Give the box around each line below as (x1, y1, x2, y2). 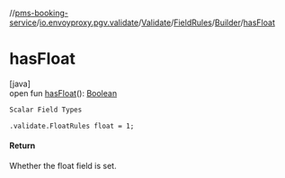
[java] (9, 78, 31, 89)
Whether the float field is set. (9, 161, 117, 172)
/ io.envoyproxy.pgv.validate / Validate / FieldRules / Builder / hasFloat (36, 17, 276, 28)
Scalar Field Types (9, 105, 83, 114)
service (9, 17, 38, 28)
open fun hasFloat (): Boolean (9, 87, 118, 98)
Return (9, 140, 36, 151)
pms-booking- (14, 8, 69, 18)
